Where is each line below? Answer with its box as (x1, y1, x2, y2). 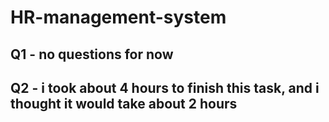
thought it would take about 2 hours (10, 95, 238, 112)
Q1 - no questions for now (10, 46, 174, 63)
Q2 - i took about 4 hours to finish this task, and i (10, 79, 320, 96)
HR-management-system (10, 6, 227, 29)
